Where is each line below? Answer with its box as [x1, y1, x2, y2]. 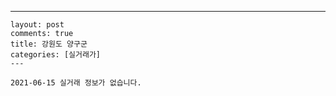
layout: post [10, 20, 65, 30]
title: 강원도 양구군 [10, 39, 88, 49]
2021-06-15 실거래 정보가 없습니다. [10, 78, 142, 88]
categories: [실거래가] [10, 50, 101, 60]
